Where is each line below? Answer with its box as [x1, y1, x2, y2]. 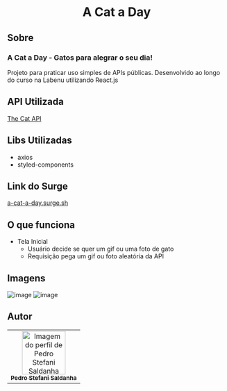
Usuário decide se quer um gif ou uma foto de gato [27, 244, 174, 253]
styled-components [17, 160, 74, 169]
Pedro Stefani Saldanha [10, 374, 77, 382]
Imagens [7, 272, 46, 284]
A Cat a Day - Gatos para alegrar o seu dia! [7, 53, 153, 63]
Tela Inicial [17, 238, 49, 246]
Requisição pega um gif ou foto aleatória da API [27, 252, 165, 260]
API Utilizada [7, 96, 64, 108]
